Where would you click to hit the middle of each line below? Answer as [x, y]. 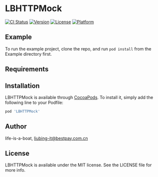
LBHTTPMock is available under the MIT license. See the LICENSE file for [79, 165]
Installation [22, 86]
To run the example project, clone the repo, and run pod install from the [78, 48]
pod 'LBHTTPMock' [23, 111]
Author [16, 127]
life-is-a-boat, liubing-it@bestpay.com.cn [47, 138]
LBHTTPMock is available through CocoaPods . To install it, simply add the [79, 97]
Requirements [27, 69]
